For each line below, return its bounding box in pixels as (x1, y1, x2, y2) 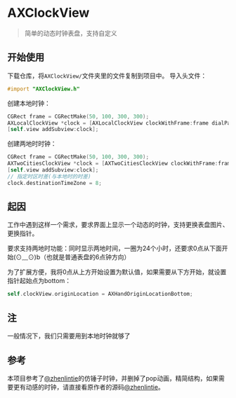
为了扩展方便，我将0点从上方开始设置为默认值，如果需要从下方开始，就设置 (7, 268, 227, 276)
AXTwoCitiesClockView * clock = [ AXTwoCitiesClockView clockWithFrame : (7, 160, 218, 167)
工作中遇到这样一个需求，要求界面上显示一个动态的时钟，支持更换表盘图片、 (7, 221, 229, 229)
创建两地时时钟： (7, 139, 57, 148)
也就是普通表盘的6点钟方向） (46, 253, 131, 261)
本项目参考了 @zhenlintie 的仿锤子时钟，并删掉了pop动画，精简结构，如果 (7, 373, 219, 383)
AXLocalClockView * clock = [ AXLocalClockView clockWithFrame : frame (7, 119, 209, 127)
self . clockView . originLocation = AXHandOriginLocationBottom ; (7, 291, 193, 298)
